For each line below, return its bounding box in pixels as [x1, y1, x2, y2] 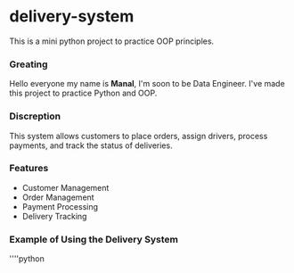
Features [9, 162, 49, 175]
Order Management [21, 192, 95, 203]
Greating [9, 58, 48, 70]
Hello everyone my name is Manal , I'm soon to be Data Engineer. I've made [9, 79, 285, 89]
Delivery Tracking [21, 211, 87, 221]
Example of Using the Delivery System [9, 233, 178, 245]
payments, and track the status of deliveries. [9, 140, 173, 151]
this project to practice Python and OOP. [9, 87, 158, 99]
